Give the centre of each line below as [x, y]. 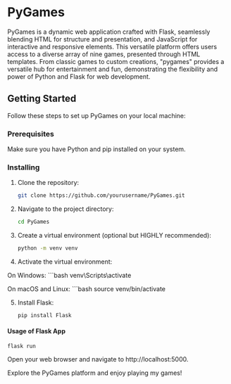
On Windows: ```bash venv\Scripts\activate [69, 275]
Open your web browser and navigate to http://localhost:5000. [98, 359]
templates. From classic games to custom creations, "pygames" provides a [116, 61]
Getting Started [42, 99]
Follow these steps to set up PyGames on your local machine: [96, 115]
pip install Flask [44, 315]
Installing [24, 167]
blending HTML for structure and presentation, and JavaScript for [102, 39]
